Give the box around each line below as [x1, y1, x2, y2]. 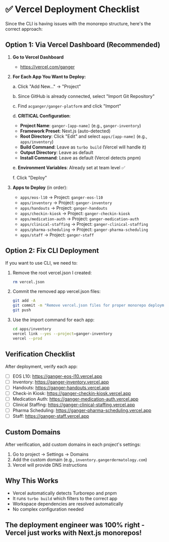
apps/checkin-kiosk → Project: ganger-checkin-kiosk [20, 210, 130, 216]
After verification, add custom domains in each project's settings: [5, 441, 141, 448]
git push [12, 308, 31, 313]
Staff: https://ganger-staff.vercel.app [12, 413, 89, 419]
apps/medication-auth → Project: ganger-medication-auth [20, 216, 139, 222]
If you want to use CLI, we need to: [5, 260, 78, 266]
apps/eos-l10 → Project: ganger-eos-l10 [20, 194, 103, 200]
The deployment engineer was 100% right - [5, 521, 145, 529]
